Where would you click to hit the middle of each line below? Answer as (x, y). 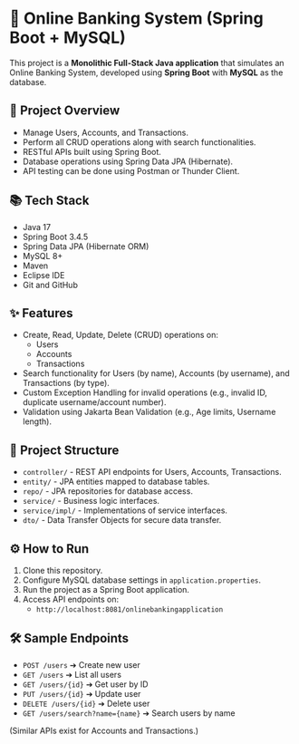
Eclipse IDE (43, 275)
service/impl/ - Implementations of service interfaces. (125, 510)
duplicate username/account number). (94, 402)
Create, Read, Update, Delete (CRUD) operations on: (121, 335)
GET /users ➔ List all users (72, 674)
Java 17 (37, 227)
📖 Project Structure (64, 450)
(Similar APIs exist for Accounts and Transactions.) (104, 730)
